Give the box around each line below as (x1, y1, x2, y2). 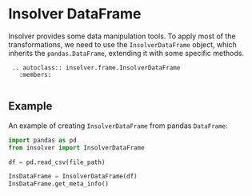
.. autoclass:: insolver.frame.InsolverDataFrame (11, 63, 181, 72)
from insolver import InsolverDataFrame (8, 143, 146, 152)
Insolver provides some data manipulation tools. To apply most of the (8, 31, 236, 41)
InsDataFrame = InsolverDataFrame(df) (8, 173, 138, 181)
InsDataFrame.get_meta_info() (8, 180, 110, 188)
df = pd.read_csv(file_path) (8, 158, 106, 166)
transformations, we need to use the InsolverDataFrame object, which (8, 39, 238, 49)
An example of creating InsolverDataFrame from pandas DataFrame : (8, 121, 228, 130)
